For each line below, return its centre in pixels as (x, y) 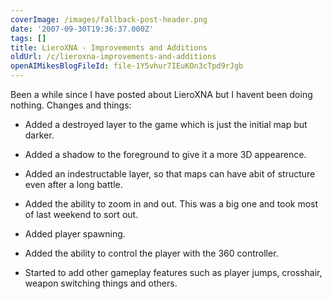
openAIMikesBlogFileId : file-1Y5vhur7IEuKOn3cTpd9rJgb (127, 66)
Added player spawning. (75, 234)
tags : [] (28, 38)
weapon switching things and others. (101, 283)
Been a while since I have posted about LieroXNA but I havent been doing (161, 94)
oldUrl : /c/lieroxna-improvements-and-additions (113, 57)
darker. (39, 135)
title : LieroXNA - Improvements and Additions (109, 47)
